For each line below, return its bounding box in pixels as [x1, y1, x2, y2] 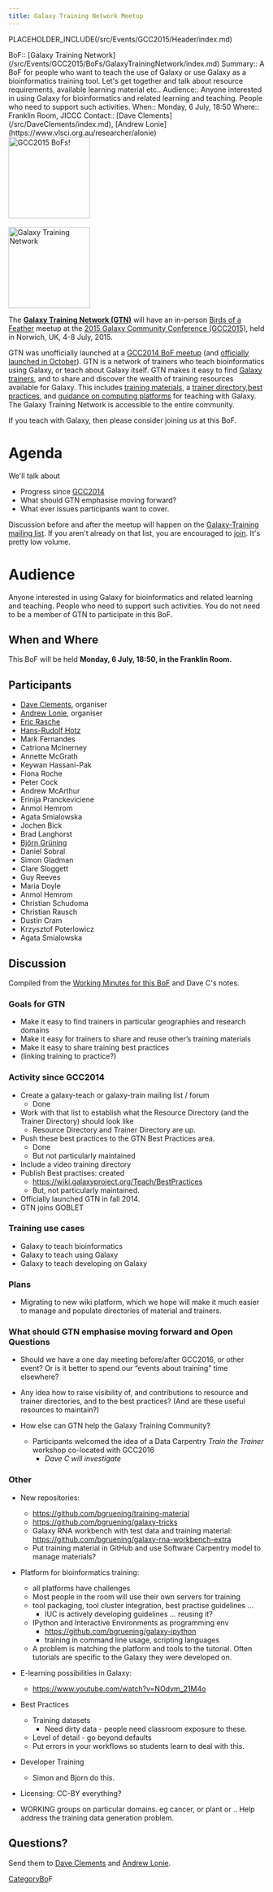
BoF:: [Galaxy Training [8, 50, 83, 59]
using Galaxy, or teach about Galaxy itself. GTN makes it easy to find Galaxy [8, 365, 262, 375]
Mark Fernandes [19, 734, 76, 744]
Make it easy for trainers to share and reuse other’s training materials [19, 1034, 252, 1044]
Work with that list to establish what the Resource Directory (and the [19, 1107, 249, 1117]
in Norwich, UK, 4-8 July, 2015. [8, 332, 113, 341]
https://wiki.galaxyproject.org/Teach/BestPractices [32, 1177, 203, 1186]
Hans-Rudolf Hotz [19, 725, 81, 736]
